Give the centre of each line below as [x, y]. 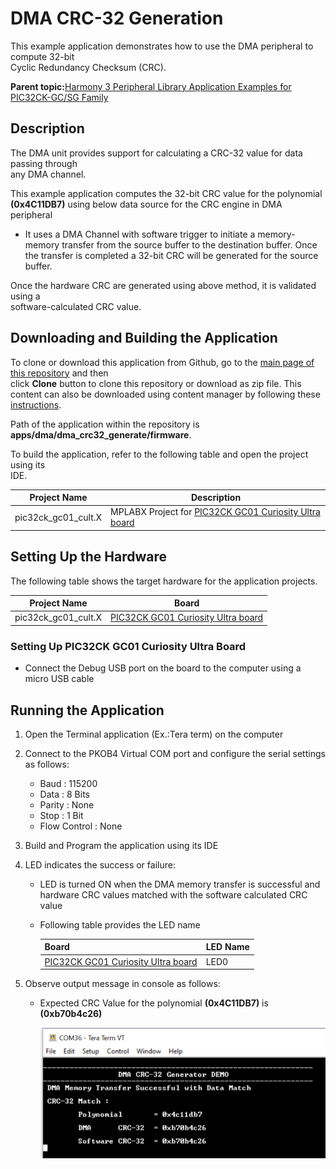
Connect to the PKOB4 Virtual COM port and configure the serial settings [175, 753]
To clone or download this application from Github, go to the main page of [162, 362]
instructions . [36, 404]
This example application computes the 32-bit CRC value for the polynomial [166, 193]
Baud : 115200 [68, 783]
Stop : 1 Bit [61, 815]
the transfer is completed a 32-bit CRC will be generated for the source [171, 255]
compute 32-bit [42, 56]
